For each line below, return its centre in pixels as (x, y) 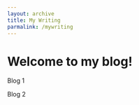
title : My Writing (34, 20)
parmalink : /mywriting (40, 27)
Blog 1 (16, 80)
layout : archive (31, 14)
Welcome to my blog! (70, 61)
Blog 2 (17, 94)
